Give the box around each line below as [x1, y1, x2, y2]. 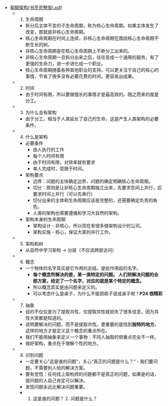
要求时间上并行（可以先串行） [32, 191, 95, 197]
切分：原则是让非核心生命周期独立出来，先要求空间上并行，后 [32, 185, 162, 190]
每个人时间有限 [32, 153, 64, 159]
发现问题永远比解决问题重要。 [25, 384, 88, 390]
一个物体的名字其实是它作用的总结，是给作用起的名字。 [25, 265, 141, 271]
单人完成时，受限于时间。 [32, 165, 87, 172]
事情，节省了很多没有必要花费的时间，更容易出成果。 [25, 73, 137, 79]
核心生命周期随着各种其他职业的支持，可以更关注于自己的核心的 [25, 67, 159, 73]
